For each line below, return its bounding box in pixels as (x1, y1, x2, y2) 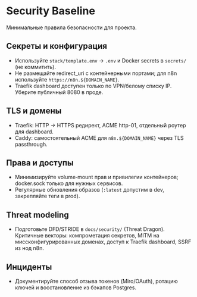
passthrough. (14, 140, 48, 148)
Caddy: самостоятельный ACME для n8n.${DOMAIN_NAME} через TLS (14, 134, 184, 141)
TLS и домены (6, 106, 62, 116)
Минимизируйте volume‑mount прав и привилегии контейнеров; (14, 174, 179, 181)
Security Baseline (6, 4, 95, 18)
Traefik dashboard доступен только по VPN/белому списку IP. (14, 82, 172, 89)
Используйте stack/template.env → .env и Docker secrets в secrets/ (14, 57, 186, 64)
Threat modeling (6, 210, 70, 220)
